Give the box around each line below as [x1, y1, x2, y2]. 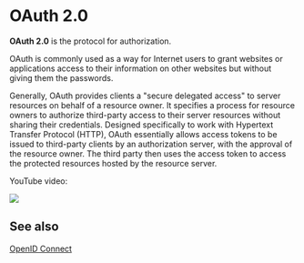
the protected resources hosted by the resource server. [9, 157, 218, 168]
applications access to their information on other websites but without [9, 63, 272, 74]
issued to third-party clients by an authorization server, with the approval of [9, 138, 293, 149]
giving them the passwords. [9, 72, 114, 83]
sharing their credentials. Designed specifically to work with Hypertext [9, 119, 274, 130]
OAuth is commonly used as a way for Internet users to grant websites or [9, 53, 284, 64]
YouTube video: [9, 175, 68, 187]
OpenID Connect [9, 243, 73, 254]
